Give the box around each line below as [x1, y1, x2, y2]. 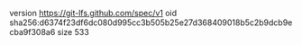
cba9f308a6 [9, 27, 56, 37]
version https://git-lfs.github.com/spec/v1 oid [9, 8, 178, 18]
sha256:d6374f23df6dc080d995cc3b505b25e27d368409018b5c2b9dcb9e [9, 17, 293, 28]
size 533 [57, 27, 90, 37]
